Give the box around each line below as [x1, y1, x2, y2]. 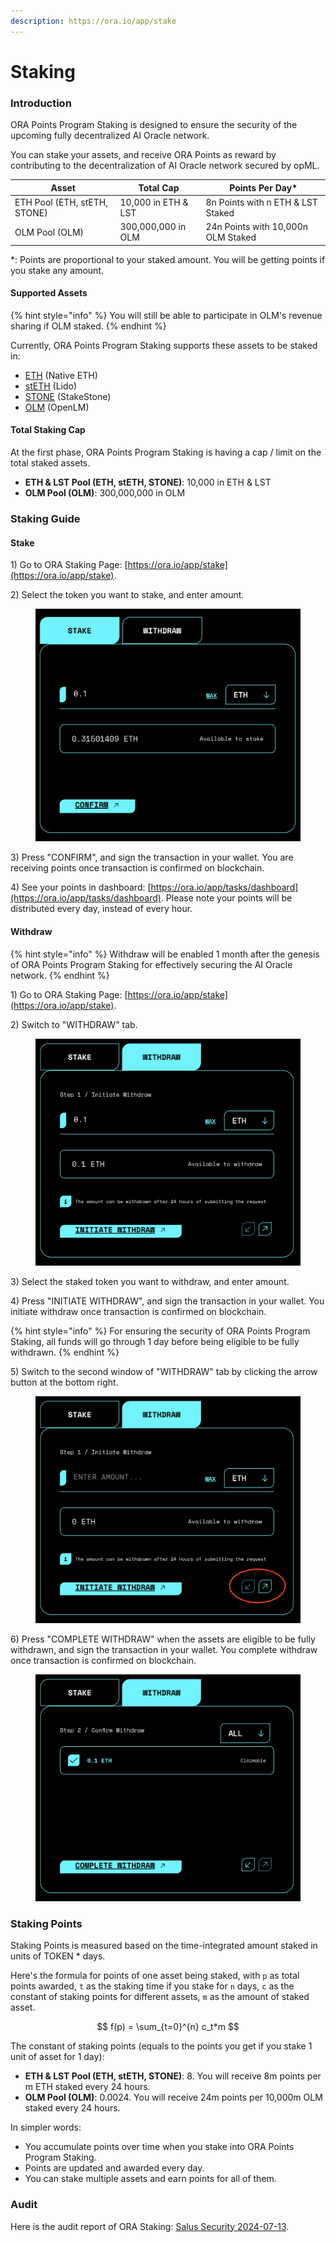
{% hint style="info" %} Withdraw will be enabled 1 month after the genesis [10, 948, 320, 960]
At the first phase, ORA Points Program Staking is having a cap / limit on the [10, 446, 322, 459]
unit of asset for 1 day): [10, 2051, 105, 2063]
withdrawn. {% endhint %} [10, 1346, 120, 1358]
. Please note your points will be [160, 892, 293, 904]
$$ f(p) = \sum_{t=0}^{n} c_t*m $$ [96, 2021, 240, 2033]
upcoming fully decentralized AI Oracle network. [10, 130, 210, 142]
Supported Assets [10, 287, 88, 299]
